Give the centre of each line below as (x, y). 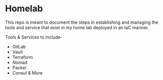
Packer (20, 68)
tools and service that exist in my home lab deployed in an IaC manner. (77, 27)
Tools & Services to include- (34, 37)
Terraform (22, 57)
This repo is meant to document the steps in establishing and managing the (82, 22)
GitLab (19, 46)
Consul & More (27, 73)
